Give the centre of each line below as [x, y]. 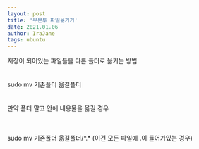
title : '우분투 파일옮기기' [43, 20]
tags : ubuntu [26, 40]
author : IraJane [31, 33]
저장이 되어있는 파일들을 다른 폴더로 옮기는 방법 [72, 61]
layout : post [26, 14]
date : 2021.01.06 [33, 27]
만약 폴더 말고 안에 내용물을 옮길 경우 [58, 108]
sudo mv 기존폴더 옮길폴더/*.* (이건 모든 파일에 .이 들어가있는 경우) [100, 138]
